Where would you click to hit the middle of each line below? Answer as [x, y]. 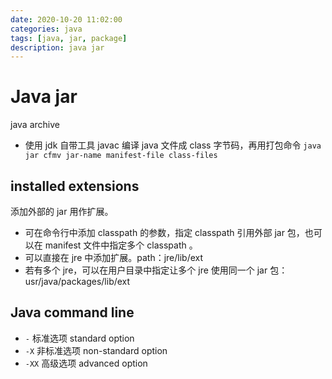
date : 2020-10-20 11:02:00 [66, 19]
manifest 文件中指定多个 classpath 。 [121, 245]
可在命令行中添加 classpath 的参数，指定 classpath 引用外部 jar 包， [164, 232]
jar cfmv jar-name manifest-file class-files [121, 156]
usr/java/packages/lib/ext [77, 281]
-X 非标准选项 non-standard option [96, 350]
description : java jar [57, 47]
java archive [35, 125]
